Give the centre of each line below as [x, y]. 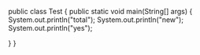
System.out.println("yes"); [50, 28]
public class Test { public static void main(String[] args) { [100, 11]
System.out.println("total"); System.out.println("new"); [96, 20]
